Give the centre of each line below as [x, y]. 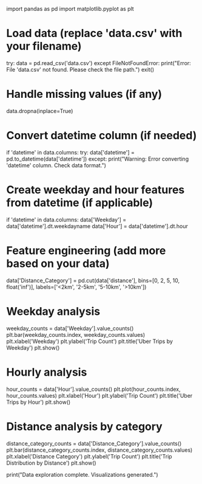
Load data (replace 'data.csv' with [94, 33]
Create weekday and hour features [96, 190]
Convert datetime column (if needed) [102, 136]
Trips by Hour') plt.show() [39, 402]
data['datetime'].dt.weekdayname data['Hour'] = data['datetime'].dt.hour [97, 226]
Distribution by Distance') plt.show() [51, 463]
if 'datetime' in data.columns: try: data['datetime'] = [71, 152]
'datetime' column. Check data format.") [56, 165]
